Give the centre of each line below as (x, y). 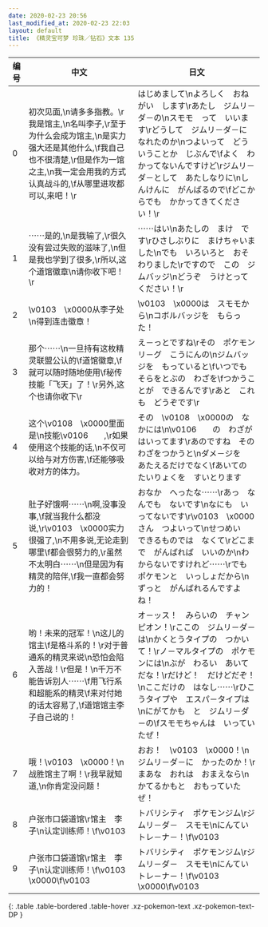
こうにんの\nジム (201, 355)
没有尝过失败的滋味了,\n (73, 248)
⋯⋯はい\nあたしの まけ (185, 229)
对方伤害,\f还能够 (85, 460)
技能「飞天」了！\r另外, (73, 384)
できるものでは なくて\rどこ (192, 540)
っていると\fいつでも (208, 367)
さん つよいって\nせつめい (189, 528)
